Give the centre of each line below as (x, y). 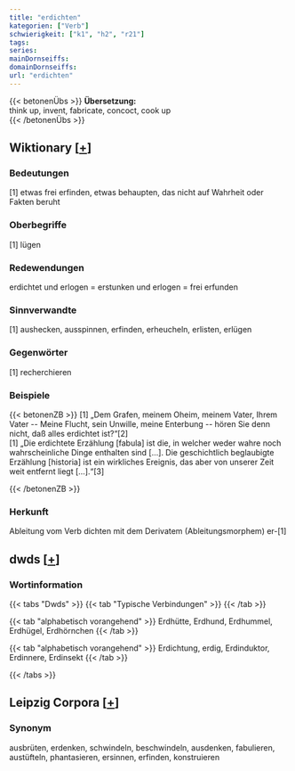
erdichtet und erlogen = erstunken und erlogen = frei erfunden (124, 287)
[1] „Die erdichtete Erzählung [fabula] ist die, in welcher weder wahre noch (145, 443)
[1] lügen (25, 244)
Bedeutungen (39, 173)
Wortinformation (46, 585)
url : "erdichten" (41, 76)
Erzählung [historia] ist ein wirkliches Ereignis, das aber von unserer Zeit (142, 462)
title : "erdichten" (45, 17)
